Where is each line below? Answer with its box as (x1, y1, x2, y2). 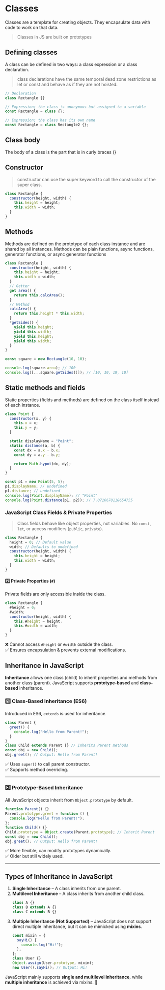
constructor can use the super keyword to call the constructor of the (17, 176, 156, 182)
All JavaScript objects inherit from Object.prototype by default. (5, 797, 133, 803)
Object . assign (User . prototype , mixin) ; (12, 960, 94, 965)
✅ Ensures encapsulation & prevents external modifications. (5, 647, 126, 653)
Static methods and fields (5, 383, 85, 392)
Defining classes (5, 48, 58, 57)
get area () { (9, 288, 36, 293)
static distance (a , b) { (9, 443, 60, 448)
